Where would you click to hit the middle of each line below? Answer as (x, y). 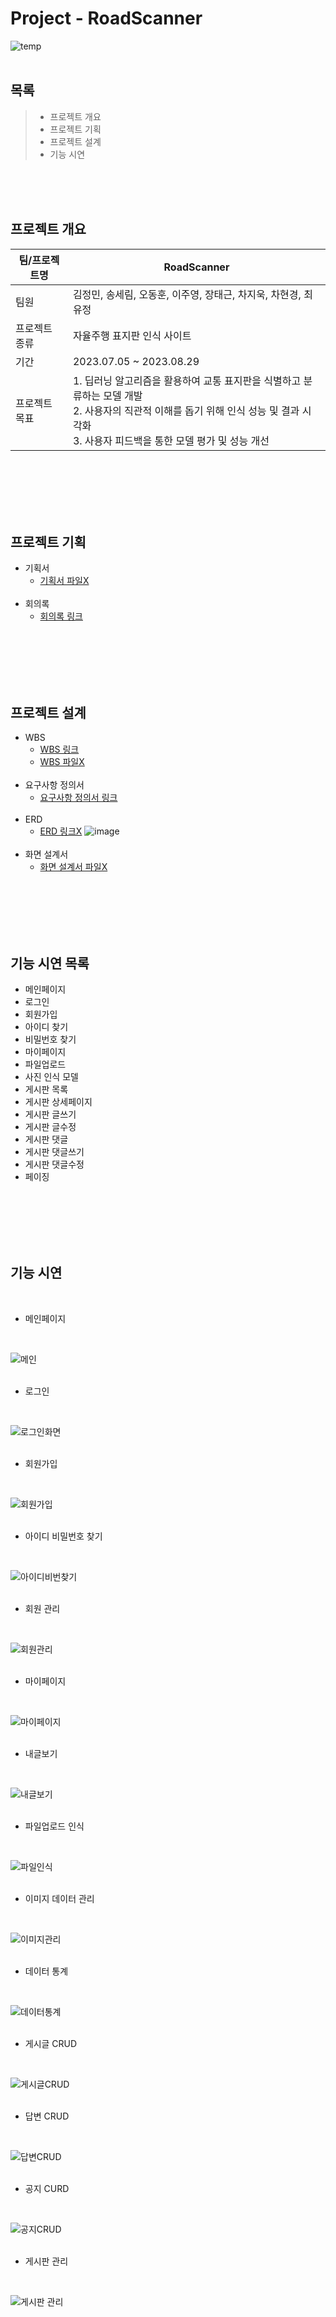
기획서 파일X (64, 581)
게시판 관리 (46, 2261)
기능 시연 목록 (50, 963)
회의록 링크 (61, 616)
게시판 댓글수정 (54, 1164)
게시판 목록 (46, 1089)
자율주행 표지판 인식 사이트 (132, 335)
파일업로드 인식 (54, 1826)
